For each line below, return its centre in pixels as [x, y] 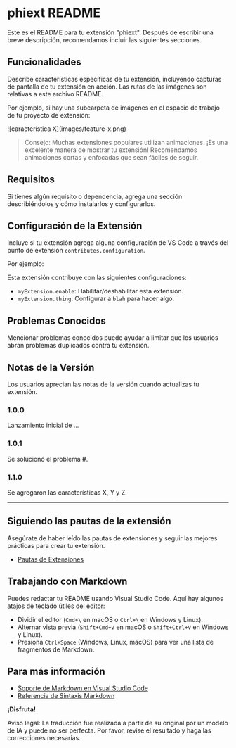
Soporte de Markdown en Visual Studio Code [83, 688]
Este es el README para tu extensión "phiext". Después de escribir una [111, 32]
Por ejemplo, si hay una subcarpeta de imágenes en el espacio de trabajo [113, 108]
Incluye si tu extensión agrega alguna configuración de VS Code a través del [118, 243]
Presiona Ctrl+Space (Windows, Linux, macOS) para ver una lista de [116, 642]
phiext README [54, 13]
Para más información [56, 671]
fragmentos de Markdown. [56, 649]
